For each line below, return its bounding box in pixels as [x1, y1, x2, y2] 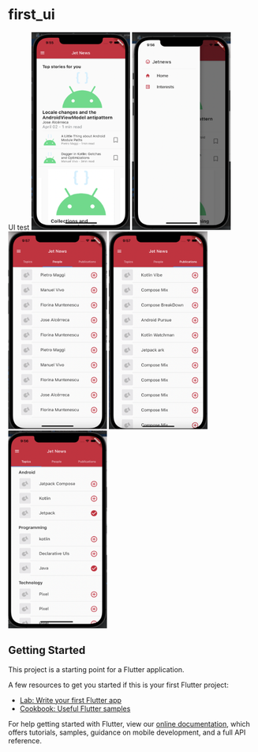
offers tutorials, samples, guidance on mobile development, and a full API [8, 727, 246, 737]
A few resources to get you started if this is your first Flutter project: [8, 680, 229, 690]
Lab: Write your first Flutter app [19, 695, 122, 705]
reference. [8, 735, 42, 745]
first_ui [8, 6, 55, 24]
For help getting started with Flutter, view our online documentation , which [8, 719, 251, 728]
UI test [8, 222, 30, 232]
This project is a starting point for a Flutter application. [8, 664, 185, 674]
